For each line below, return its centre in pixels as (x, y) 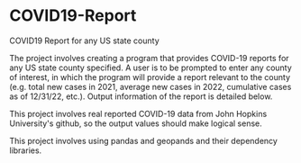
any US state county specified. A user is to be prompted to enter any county (151, 68)
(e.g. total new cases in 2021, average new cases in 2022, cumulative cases (150, 86)
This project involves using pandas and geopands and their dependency (143, 140)
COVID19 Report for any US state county (84, 41)
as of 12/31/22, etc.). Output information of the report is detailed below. (141, 96)
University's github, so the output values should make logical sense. (136, 123)
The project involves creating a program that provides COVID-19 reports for (150, 58)
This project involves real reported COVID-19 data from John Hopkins (138, 113)
